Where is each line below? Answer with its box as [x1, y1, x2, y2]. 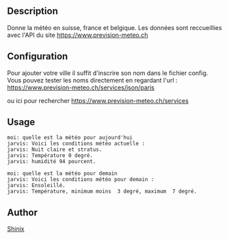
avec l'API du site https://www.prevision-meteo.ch [7, 31, 148, 39]
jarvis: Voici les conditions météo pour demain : [7, 176, 154, 183]
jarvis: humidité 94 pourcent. [7, 158, 96, 165]
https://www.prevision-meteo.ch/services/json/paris [7, 83, 155, 92]
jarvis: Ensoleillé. [7, 182, 66, 189]
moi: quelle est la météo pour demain [7, 170, 118, 177]
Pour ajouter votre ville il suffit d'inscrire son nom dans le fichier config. [7, 68, 208, 77]
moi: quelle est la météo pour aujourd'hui [7, 135, 133, 141]
